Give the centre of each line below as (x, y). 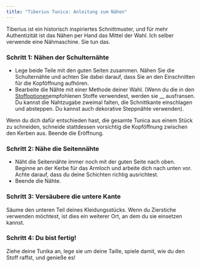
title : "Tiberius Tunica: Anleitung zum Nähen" (67, 12)
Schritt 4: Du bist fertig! (41, 238)
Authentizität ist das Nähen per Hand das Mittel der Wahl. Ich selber (90, 35)
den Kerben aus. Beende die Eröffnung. (55, 133)
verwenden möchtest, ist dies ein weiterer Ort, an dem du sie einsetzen (94, 216)
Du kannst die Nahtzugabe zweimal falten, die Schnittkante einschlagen (104, 102)
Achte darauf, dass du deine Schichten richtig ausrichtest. (87, 174)
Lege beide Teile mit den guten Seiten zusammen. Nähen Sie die (95, 70)
